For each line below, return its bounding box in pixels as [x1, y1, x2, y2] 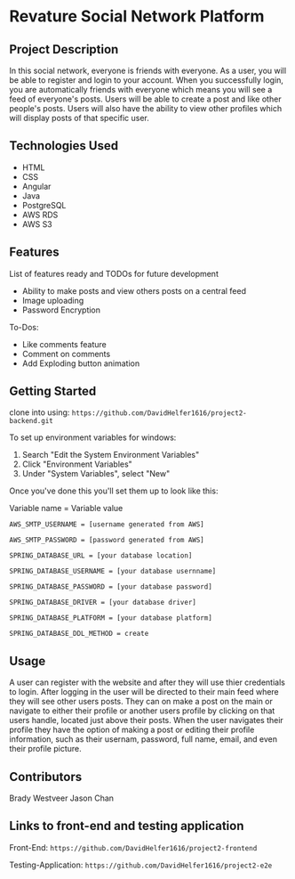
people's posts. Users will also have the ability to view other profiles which [9, 103, 283, 113]
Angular [21, 181, 52, 191]
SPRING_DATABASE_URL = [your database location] [9, 551, 193, 560]
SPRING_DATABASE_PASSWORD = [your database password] [9, 582, 213, 591]
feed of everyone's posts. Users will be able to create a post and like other [9, 94, 282, 104]
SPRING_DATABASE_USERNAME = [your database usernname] [9, 567, 217, 576]
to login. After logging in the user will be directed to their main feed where [9, 687, 280, 697]
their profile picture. [9, 744, 82, 754]
